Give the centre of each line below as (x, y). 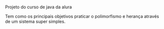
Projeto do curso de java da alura (39, 7)
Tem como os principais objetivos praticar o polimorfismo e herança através (82, 16)
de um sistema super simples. (35, 22)
